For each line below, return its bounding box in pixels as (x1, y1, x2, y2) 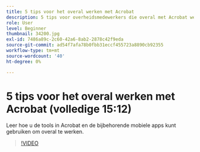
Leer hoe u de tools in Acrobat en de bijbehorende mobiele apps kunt (6, 122, 177, 129)
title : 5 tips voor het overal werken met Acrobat (6, 8, 135, 15)
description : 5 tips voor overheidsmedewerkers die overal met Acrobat (6, 14, 187, 20)
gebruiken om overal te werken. (6, 128, 85, 135)
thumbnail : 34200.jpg (6, 31, 60, 37)
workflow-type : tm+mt (6, 48, 60, 54)
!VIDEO (20, 139, 39, 147)
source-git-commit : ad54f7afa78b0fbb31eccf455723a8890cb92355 (6, 42, 164, 48)
